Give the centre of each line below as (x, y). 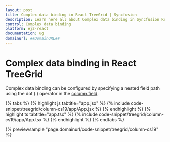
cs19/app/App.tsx (24, 119)
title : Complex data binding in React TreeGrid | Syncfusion (71, 15)
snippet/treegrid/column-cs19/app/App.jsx (50, 109)
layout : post (19, 10)
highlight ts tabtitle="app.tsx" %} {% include (51, 114)
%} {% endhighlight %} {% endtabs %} (84, 119)
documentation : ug (25, 33)
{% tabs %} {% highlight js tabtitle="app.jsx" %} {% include (68, 103)
